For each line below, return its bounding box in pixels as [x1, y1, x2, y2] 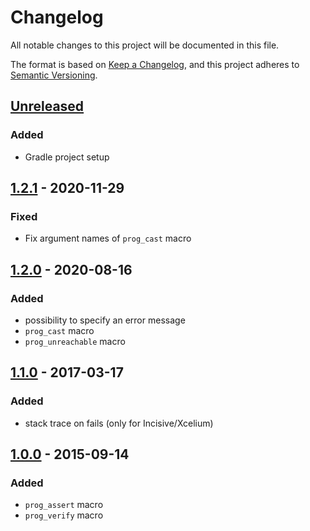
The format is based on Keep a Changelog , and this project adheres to [10, 58, 300, 70]
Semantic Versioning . [10, 69, 98, 81]
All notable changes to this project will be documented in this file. [10, 39, 280, 51]
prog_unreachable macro [24, 336, 126, 347]
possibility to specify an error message [24, 314, 186, 326]
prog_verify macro [24, 509, 104, 521]
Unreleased [10, 98, 85, 115]
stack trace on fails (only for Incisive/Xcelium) [24, 417, 214, 429]
